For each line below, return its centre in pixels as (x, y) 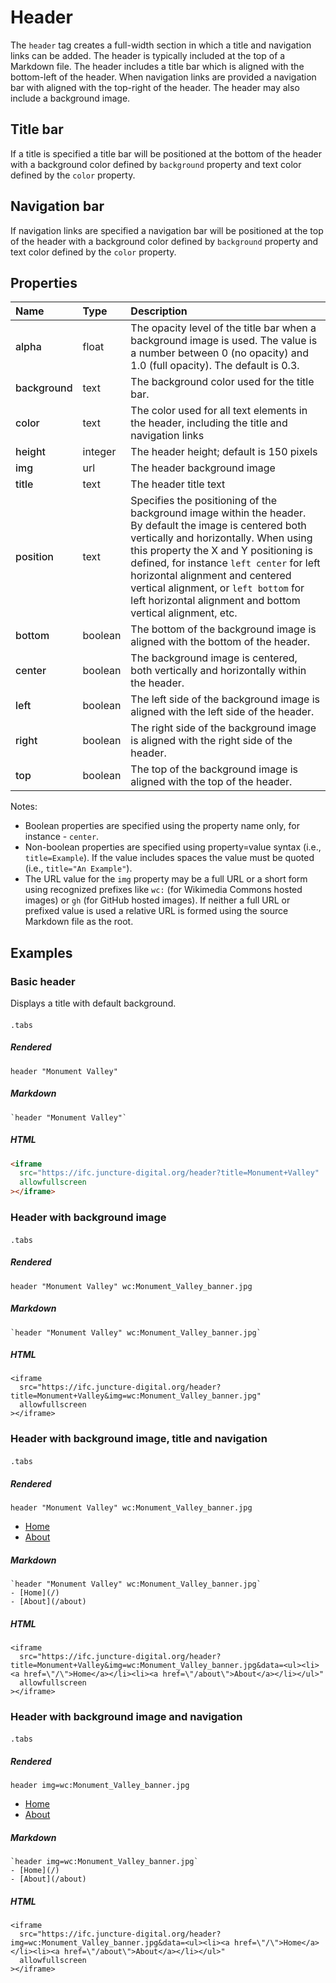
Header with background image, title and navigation (139, 1439)
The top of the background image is (214, 769)
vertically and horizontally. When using (221, 538)
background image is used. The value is (224, 341)
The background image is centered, (214, 658)
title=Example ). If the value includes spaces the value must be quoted (169, 858)
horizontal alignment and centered (211, 576)
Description (159, 311)
